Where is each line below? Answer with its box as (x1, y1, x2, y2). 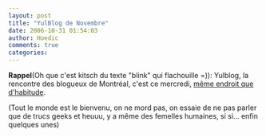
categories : (8, 49, 48, 57)
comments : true (8, 41, 59, 49)
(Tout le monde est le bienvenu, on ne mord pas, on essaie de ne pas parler (8, 103, 257, 112)
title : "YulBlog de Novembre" (8, 19, 109, 27)
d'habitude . (8, 88, 46, 96)
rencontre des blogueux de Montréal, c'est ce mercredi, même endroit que (8, 79, 254, 88)
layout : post (8, 11, 52, 20)
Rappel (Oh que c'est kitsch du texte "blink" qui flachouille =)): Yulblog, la (8, 71, 249, 80)
